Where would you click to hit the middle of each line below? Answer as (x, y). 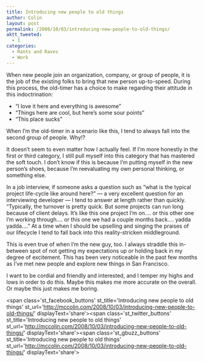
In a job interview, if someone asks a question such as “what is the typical (99, 187)
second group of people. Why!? (46, 137)
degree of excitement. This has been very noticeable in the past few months (102, 257)
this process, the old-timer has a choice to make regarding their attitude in (100, 88)
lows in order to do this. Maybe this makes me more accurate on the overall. (101, 282)
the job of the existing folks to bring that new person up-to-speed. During (98, 81)
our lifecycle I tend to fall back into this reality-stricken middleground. (93, 232)
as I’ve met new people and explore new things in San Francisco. (88, 264)
